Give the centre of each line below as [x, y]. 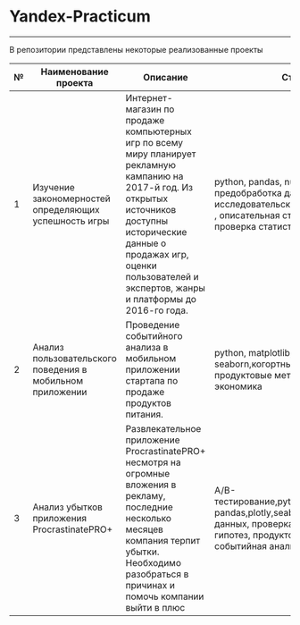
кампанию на [154, 176]
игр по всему [154, 142]
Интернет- [149, 97]
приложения [60, 518]
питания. [144, 414]
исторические [156, 232]
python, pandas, [248, 182]
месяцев [144, 529]
